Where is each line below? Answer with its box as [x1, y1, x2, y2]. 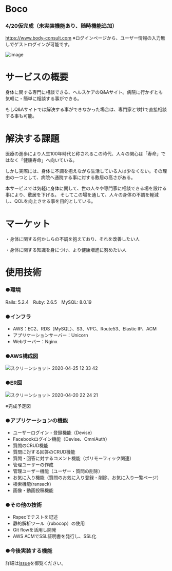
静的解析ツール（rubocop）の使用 [12, 520, 85, 526]
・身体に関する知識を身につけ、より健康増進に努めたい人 [5, 247, 127, 253]
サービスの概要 [5, 71, 69, 83]
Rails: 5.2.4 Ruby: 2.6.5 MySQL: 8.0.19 [5, 299, 92, 305]
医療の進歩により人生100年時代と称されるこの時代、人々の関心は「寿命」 [5, 151, 162, 157]
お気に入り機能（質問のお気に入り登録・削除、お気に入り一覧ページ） [12, 474, 162, 480]
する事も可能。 [5, 113, 37, 119]
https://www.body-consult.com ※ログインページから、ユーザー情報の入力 [5, 35, 161, 41]
